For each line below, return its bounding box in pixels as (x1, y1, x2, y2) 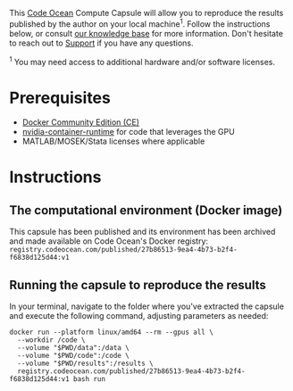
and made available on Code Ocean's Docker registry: (9, 236, 208, 246)
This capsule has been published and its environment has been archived (9, 227, 276, 237)
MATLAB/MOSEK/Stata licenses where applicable (21, 136, 205, 146)
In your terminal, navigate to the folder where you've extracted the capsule (9, 301, 284, 312)
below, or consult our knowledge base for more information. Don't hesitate (9, 28, 284, 38)
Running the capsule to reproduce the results (9, 277, 266, 293)
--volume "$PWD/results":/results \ (17, 359, 154, 369)
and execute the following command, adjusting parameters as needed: (9, 311, 269, 321)
